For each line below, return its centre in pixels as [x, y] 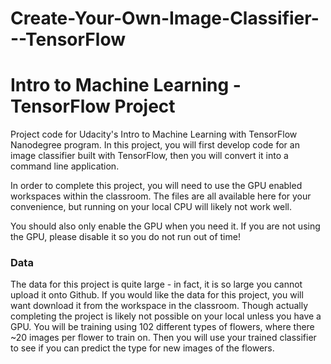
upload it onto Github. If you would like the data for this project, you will [157, 295]
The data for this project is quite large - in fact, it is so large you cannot [156, 284]
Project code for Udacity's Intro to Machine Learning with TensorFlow [154, 134]
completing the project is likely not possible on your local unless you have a [166, 316]
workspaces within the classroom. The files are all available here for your [161, 196]
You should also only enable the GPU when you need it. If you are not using [165, 226]
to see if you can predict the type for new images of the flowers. [142, 348]
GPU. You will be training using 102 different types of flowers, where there [162, 327]
